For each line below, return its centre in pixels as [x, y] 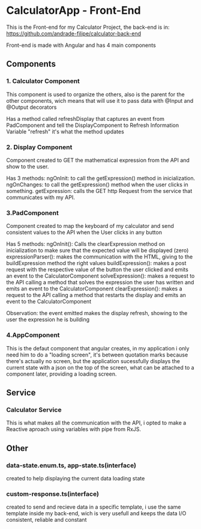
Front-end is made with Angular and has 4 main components [81, 45]
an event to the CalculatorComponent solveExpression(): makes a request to [100, 276]
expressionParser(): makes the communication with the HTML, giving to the [100, 257]
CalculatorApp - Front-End [73, 11]
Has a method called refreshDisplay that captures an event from [85, 118]
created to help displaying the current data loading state [76, 478]
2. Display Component [39, 147]
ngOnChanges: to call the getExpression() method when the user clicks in [97, 185]
